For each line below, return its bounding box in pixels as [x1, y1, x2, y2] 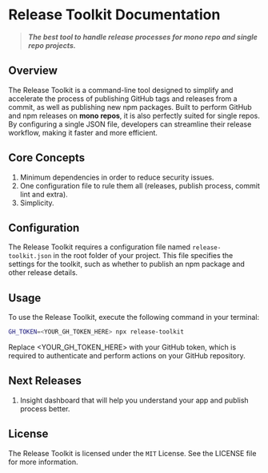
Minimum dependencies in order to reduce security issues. [19, 172, 214, 182]
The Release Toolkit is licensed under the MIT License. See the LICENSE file [8, 448, 257, 458]
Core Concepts [8, 151, 86, 165]
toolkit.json [8, 253, 52, 261]
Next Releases [8, 374, 82, 388]
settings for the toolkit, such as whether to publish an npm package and [8, 259, 246, 269]
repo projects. [27, 40, 76, 50]
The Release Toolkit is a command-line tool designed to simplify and [8, 85, 234, 95]
